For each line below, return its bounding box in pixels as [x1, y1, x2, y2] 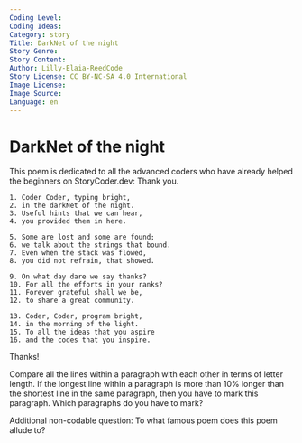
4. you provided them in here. [9, 217, 127, 226]
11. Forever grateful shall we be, [9, 288, 143, 297]
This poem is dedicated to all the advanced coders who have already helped [9, 166, 293, 177]
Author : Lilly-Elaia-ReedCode [9, 64, 124, 73]
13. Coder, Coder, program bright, [9, 312, 143, 321]
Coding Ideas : [9, 22, 63, 31]
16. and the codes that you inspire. [9, 335, 151, 344]
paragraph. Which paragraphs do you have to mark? [9, 398, 204, 409]
